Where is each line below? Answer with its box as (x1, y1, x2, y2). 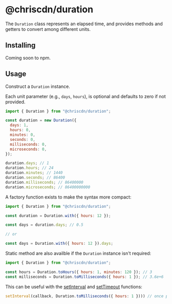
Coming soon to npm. (5, 55, 51, 61)
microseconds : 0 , (10, 147, 47, 152)
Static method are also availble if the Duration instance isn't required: (5, 251, 152, 257)
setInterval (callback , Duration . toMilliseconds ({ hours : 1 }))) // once (5, 293, 164, 299)
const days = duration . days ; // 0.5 (5, 222, 83, 227)
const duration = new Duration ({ (5, 118, 77, 123)
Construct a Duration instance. (5, 83, 70, 90)
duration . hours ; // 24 (5, 166, 54, 171)
